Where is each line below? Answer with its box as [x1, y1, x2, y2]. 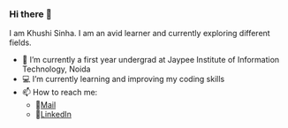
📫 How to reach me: [21, 87, 98, 98]
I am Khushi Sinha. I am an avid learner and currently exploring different [9, 28, 271, 39]
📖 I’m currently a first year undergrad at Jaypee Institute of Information [21, 55, 280, 65]
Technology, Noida [21, 64, 91, 74]
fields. [9, 37, 33, 48]
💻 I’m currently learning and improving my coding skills [21, 74, 225, 85]
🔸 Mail [34, 100, 57, 110]
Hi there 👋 [9, 8, 53, 20]
